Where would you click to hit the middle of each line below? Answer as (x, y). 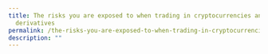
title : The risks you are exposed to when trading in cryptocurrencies (130, 15)
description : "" (35, 38)
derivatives (35, 23)
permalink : (26, 30)
